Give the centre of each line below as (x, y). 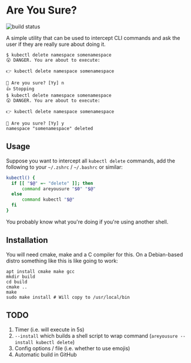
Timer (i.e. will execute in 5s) (49, 329)
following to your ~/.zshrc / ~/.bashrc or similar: (65, 167)
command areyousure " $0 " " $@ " (58, 189)
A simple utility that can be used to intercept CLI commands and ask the (93, 38)
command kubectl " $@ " (48, 200)
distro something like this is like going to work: (62, 261)
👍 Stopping (20, 89)
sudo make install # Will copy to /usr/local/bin (68, 297)
